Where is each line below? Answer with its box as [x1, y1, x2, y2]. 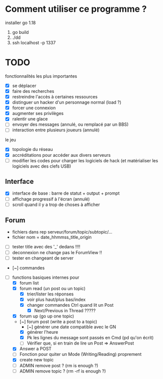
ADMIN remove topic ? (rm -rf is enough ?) [19, 368, 107, 374]
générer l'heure [27, 329, 58, 335]
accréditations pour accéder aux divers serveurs [12, 152, 111, 158]
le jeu [5, 137, 16, 143]
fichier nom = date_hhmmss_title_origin [12, 234, 92, 240]
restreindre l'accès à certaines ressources [12, 94, 98, 99]
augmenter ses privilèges [12, 111, 64, 117]
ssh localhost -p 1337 [12, 39, 56, 45]
